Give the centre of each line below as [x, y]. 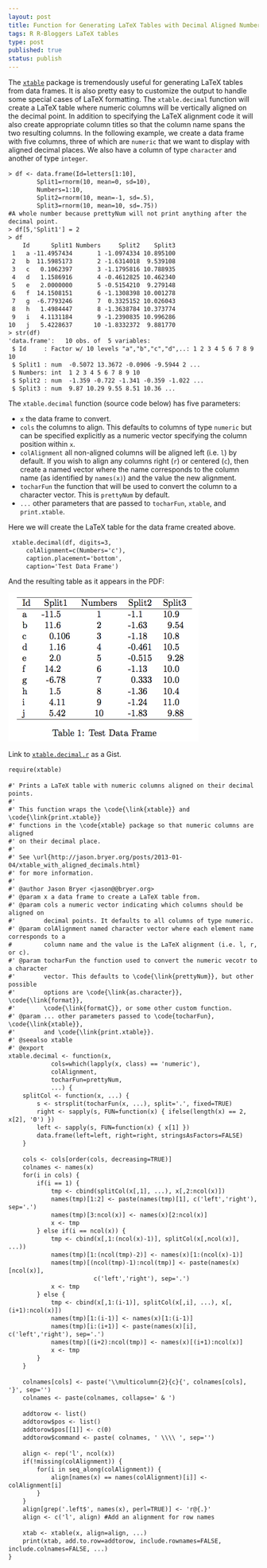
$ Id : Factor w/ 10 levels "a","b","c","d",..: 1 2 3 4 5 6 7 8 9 [133, 349]
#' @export [26, 1048]
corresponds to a [37, 937]
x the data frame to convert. [65, 419]
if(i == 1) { [58, 1183]
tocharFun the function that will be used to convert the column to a [128, 486]
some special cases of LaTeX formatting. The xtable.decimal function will [129, 99]
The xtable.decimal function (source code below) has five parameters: [124, 403]
